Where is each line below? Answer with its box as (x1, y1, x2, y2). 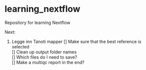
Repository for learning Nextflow (4, 20, 71, 25)
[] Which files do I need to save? (11, 54, 77, 60)
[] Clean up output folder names (11, 49, 77, 55)
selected (11, 44, 30, 49)
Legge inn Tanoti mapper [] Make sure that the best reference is (11, 38, 142, 45)
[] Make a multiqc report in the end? (11, 59, 85, 65)
